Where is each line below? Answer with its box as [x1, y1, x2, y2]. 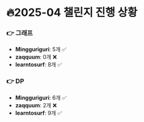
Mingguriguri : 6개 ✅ [15, 94, 67, 101]
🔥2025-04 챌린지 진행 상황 [6, 5, 138, 20]
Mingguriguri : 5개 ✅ [15, 46, 67, 53]
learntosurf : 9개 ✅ [15, 109, 62, 117]
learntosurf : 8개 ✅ [15, 61, 62, 68]
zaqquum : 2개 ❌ [15, 101, 57, 109]
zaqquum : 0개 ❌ [15, 53, 57, 61]
